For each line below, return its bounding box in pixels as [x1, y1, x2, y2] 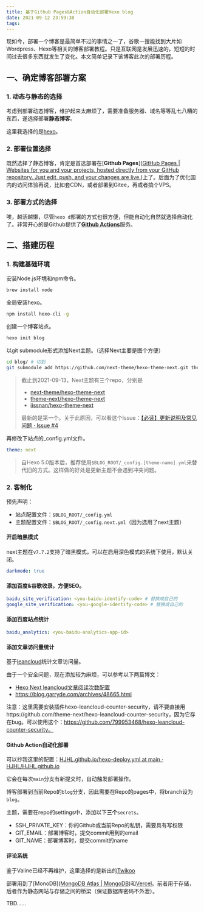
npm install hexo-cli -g [6, 311, 69, 317]
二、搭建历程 [6, 240, 55, 250]
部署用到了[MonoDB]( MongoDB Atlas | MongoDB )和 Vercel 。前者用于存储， [6, 880, 195, 887]
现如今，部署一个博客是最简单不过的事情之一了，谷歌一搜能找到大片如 [6, 38, 182, 45]
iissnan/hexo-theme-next [30, 401, 94, 409]
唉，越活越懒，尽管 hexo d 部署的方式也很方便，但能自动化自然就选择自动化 [6, 213, 193, 220]
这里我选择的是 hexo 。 [6, 128, 61, 135]
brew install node [6, 287, 53, 293]
